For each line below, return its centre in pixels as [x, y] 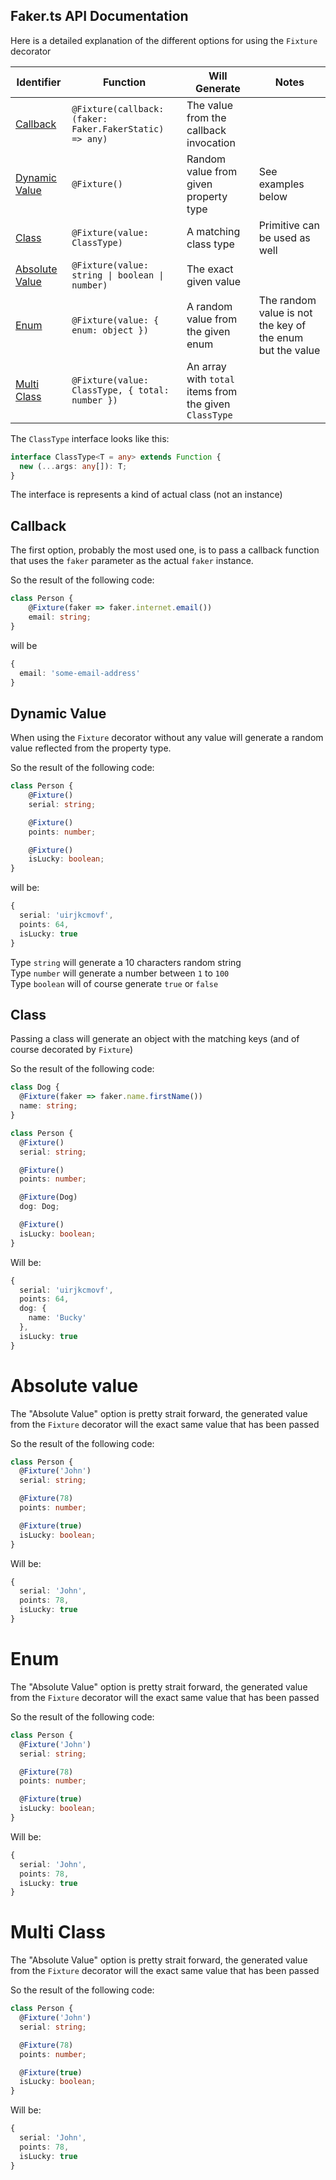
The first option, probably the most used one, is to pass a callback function [165, 550]
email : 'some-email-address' [80, 673]
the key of [282, 325]
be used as [284, 237]
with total [210, 379]
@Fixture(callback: [118, 108]
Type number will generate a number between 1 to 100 [120, 973]
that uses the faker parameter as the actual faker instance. [132, 561]
